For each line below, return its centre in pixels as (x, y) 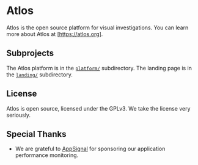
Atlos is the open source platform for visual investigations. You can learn (97, 28)
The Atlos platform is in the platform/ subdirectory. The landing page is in (99, 68)
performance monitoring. (47, 155)
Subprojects (30, 53)
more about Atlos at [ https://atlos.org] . (55, 34)
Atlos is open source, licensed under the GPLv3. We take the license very (98, 108)
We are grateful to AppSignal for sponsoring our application (90, 149)
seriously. (19, 115)
